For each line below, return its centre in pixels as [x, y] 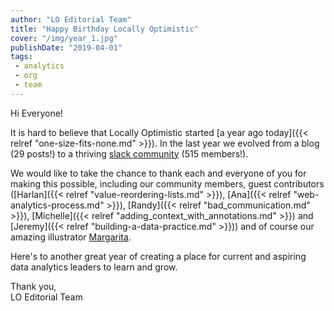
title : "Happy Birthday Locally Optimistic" [104, 29]
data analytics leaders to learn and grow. [94, 267]
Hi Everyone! [36, 113]
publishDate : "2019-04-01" [66, 47]
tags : [21, 57]
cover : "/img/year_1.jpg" [64, 38]
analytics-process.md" [57, 205]
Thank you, [33, 286]
